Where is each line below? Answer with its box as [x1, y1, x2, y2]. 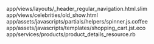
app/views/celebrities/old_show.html [6, 11, 99, 19]
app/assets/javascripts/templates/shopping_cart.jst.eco [6, 24, 146, 31]
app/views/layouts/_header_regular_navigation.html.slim [6, 5, 148, 12]
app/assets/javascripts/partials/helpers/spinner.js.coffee [6, 18, 148, 25]
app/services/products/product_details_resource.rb [6, 31, 136, 38]
